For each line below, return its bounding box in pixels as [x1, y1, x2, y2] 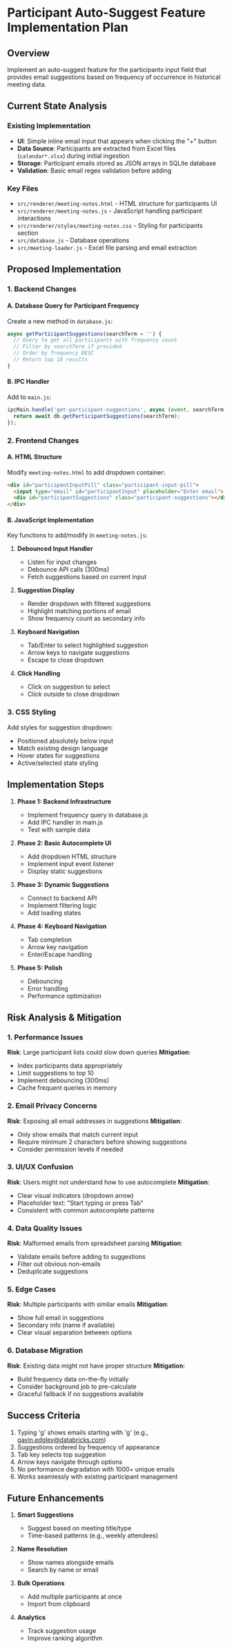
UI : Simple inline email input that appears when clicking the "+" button [17, 136, 217, 145]
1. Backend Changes [7, 284, 77, 294]
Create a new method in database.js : [7, 317, 113, 325]
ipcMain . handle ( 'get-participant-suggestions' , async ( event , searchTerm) [7, 406, 227, 413]
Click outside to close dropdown [27, 690, 119, 698]
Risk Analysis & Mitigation [7, 1012, 122, 1023]
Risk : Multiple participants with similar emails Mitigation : [7, 1300, 169, 1309]
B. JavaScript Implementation [7, 515, 95, 524]
